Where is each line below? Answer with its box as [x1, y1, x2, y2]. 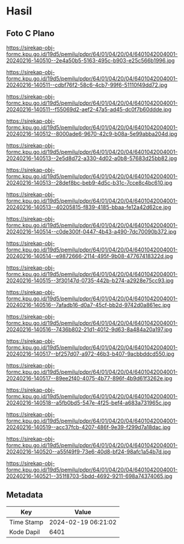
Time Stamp [9, 518, 44, 526]
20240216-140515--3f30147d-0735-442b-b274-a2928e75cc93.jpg [6, 277, 174, 284]
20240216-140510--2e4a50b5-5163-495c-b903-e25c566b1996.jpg [6, 57, 175, 64]
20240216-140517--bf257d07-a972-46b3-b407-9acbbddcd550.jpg [6, 350, 174, 357]
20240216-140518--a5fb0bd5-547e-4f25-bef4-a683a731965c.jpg [6, 399, 171, 406]
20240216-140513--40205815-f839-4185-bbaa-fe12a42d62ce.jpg [6, 203, 171, 211]
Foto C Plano [6, 28, 55, 39]
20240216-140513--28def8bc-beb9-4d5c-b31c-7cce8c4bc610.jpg [6, 179, 173, 186]
